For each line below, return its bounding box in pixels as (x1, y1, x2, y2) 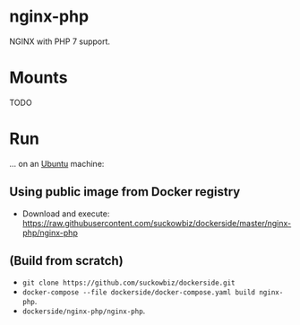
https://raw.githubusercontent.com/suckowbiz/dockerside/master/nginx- (21, 217, 292, 228)
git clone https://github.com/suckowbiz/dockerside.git (21, 278, 236, 288)
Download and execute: (21, 208, 110, 219)
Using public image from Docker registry (9, 184, 241, 199)
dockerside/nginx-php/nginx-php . (21, 305, 146, 316)
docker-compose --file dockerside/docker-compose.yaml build (21, 288, 256, 297)
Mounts (9, 67, 68, 88)
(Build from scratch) (9, 253, 124, 268)
